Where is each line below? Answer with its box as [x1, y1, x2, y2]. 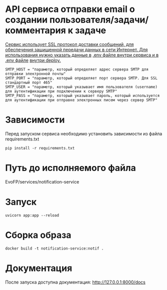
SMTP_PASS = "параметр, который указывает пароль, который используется [5, 93, 160, 98]
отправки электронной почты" [5, 71, 66, 76]
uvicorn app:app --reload [5, 212, 59, 218]
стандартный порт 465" [5, 80, 52, 85]
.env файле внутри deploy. [5, 57, 61, 63]
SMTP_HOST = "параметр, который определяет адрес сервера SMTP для [5, 66, 149, 72]
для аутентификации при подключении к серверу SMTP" [5, 88, 117, 93]
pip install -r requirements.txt [5, 145, 75, 150]
